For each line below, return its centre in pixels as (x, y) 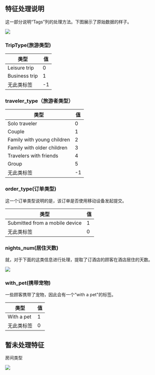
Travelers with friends (33, 156)
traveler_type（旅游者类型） (39, 101)
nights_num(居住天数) (32, 248)
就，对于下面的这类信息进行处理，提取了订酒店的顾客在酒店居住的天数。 (79, 260)
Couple (16, 132)
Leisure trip (21, 68)
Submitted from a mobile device (45, 223)
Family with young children (39, 140)
